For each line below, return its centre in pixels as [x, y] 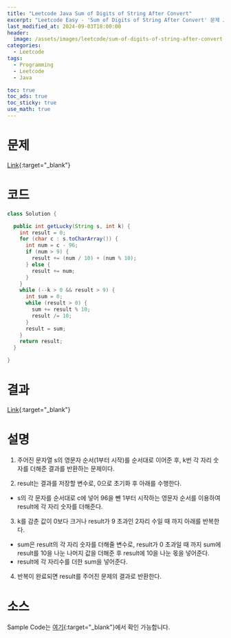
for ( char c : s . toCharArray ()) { [69, 239]
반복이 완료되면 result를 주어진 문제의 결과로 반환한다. [89, 576]
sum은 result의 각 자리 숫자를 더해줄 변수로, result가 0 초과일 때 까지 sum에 [119, 544]
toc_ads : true [27, 96]
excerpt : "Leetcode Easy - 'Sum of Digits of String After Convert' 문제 [113, 20]
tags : [15, 59]
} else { [38, 265]
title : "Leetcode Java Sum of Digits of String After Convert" [100, 13]
